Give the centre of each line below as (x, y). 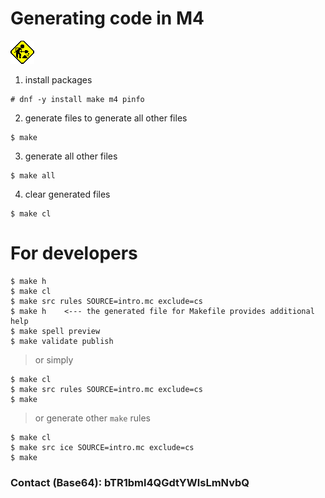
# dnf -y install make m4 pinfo (77, 99)
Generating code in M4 (107, 18)
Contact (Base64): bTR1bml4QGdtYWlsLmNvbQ (130, 482)
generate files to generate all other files (106, 118)
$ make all (33, 175)
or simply (54, 359)
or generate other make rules (92, 418)
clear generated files (67, 194)
